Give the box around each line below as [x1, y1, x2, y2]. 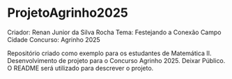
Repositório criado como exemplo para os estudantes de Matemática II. [7, 49, 212, 57]
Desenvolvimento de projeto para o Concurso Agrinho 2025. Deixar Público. [7, 56, 226, 64]
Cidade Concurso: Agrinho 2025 [7, 35, 101, 43]
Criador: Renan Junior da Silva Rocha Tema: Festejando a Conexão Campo [7, 28, 222, 36]
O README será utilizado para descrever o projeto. [7, 64, 154, 72]
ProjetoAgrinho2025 [7, 5, 129, 21]
